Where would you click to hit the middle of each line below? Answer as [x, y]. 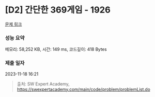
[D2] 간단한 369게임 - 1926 [58, 10]
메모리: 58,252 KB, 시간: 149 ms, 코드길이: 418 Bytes [56, 49]
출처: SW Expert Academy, [43, 84]
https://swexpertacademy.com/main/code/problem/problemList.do [84, 89]
